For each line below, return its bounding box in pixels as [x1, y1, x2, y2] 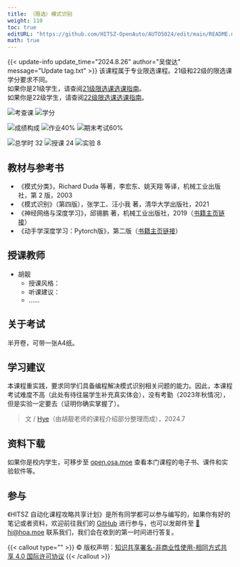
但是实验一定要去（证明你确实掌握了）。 [7, 399, 124, 408]
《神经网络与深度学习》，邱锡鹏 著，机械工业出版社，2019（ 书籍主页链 [17, 209, 225, 217]
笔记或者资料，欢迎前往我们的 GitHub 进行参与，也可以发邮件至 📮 [7, 519, 200, 527]
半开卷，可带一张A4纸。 [7, 338, 79, 347]
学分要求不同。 [7, 76, 51, 84]
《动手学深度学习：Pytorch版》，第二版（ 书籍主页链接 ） [17, 226, 182, 235]
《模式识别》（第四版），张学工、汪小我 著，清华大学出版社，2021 [17, 199, 209, 208]
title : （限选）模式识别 [7, 10, 73, 18]
